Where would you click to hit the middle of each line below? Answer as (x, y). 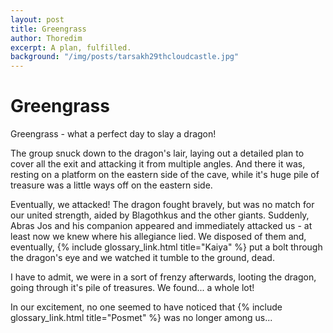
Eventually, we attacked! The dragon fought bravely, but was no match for (162, 205)
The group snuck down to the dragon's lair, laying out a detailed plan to (157, 153)
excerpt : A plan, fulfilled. (71, 47)
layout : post (37, 19)
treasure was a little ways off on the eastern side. (111, 185)
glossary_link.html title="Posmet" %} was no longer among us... (141, 318)
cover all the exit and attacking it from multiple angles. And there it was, (158, 164)
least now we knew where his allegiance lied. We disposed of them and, (158, 237)
